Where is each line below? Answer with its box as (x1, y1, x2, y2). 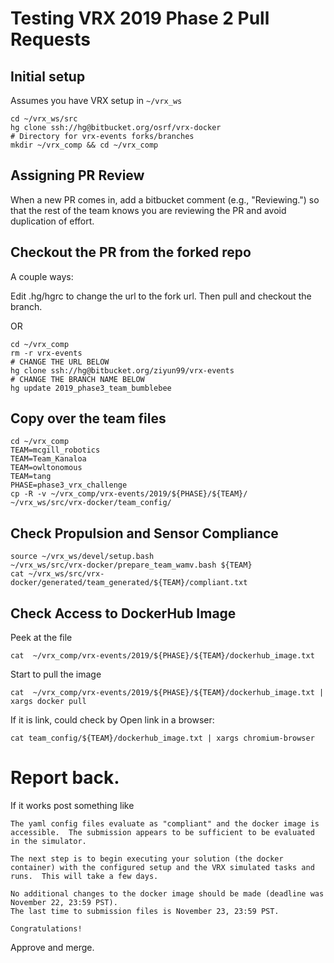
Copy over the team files (10, 410, 167, 427)
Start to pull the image (10, 668, 102, 681)
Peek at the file (10, 632, 73, 644)
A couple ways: (10, 270, 74, 282)
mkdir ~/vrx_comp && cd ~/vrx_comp (10, 140, 159, 150)
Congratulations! (10, 924, 83, 934)
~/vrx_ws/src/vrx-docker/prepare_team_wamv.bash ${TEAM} (10, 560, 253, 571)
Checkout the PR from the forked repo (10, 244, 252, 261)
